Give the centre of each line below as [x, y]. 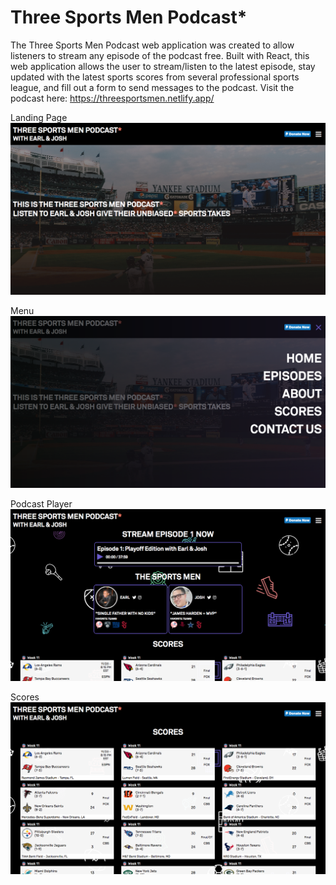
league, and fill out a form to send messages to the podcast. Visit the [152, 87]
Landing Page [39, 117]
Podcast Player [41, 504]
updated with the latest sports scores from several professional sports [155, 77]
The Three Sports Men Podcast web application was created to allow [152, 45]
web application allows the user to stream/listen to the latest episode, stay [163, 66]
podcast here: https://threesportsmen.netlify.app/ [112, 98]
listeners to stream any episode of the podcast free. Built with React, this [160, 55]
